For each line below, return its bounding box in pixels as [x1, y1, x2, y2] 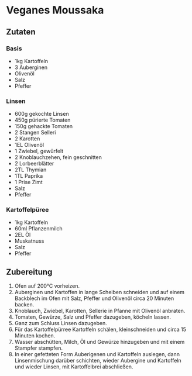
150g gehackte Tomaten [14, 123, 73, 130]
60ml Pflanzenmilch [14, 225, 63, 232]
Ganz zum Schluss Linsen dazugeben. [14, 320, 107, 327]
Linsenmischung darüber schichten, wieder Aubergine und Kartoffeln [14, 357, 181, 364]
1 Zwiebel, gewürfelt [14, 147, 64, 155]
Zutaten [6, 27, 36, 37]
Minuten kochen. [14, 332, 56, 339]
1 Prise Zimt [14, 179, 43, 186]
